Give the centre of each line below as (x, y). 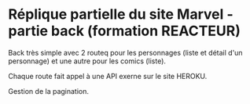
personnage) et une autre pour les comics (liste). (87, 61)
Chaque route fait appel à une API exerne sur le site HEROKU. (108, 76)
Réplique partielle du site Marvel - (121, 14)
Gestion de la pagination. (48, 91)
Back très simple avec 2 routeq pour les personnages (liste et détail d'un (125, 52)
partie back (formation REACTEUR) (125, 31)
